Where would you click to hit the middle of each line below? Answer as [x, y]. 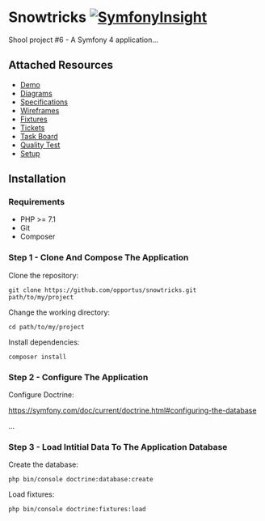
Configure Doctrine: [41, 395]
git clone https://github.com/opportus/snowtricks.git [103, 290]
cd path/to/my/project [46, 327]
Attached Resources [61, 65]
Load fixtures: [32, 494]
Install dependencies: [44, 342]
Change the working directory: [59, 312]
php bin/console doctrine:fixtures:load [78, 510]
